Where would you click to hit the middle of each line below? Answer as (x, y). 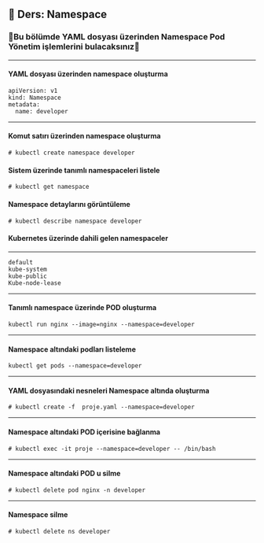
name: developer (42, 111)
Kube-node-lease (35, 283)
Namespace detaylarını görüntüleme (70, 204)
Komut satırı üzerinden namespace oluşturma (84, 136)
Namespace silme (38, 515)
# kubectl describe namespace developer (75, 221)
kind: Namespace (35, 98)
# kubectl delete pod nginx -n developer (77, 490)
